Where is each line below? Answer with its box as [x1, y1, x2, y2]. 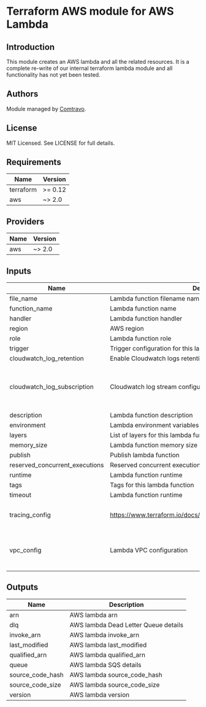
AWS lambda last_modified [69, 640, 147, 649]
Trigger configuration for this [110, 344, 193, 353]
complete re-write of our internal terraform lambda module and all [6, 64, 173, 72]
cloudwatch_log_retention [9, 354, 84, 363]
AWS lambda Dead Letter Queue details [69, 620, 184, 629]
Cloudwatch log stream [110, 382, 177, 391]
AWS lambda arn [69, 611, 118, 619]
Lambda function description [110, 411, 193, 420]
